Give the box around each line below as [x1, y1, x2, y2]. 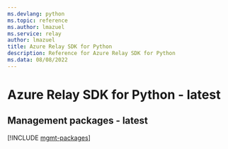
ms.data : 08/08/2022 [7, 56, 69, 64]
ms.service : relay [7, 30, 62, 37]
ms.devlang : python [7, 10, 65, 18]
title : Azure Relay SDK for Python [7, 43, 113, 50]
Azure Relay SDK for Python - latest [7, 86, 221, 102]
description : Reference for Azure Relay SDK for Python [7, 50, 176, 57]
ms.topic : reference [7, 17, 69, 24]
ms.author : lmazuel [7, 23, 65, 30]
